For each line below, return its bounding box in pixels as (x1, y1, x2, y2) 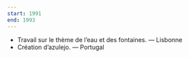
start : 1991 (7, 10, 42, 17)
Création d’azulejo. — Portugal (17, 43, 105, 51)
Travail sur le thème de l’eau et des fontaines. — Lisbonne (17, 35, 183, 43)
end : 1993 (7, 17, 36, 23)
